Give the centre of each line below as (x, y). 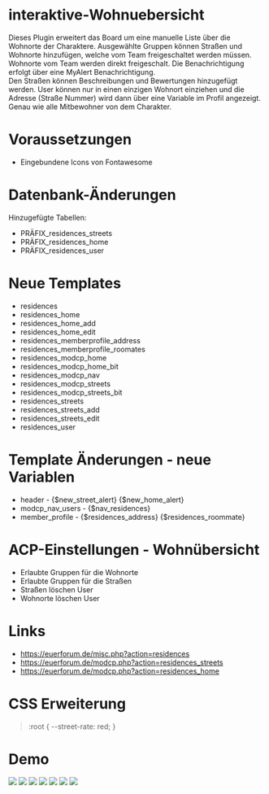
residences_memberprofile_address (80, 340)
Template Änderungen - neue (110, 459)
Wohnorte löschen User (60, 598)
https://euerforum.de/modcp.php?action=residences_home (119, 671)
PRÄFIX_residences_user (62, 251)
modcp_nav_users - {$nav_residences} (85, 508)
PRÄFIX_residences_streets (66, 233)
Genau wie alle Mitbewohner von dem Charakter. (90, 107)
